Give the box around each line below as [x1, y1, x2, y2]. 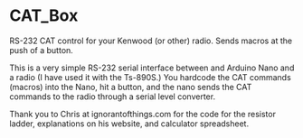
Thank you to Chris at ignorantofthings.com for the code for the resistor [9, 108, 276, 119]
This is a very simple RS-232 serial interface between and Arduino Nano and [9, 62, 295, 73]
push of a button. [9, 44, 74, 55]
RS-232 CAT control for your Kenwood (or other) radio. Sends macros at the [9, 35, 293, 46]
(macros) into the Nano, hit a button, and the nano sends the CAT [9, 81, 252, 92]
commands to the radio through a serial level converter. [9, 91, 215, 102]
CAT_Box [9, 5, 79, 26]
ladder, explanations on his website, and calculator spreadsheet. [9, 118, 250, 129]
